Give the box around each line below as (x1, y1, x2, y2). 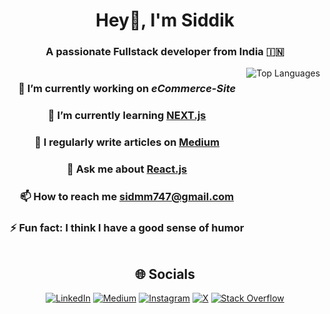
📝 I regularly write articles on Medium (34, 135, 220, 149)
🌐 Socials (134, 265, 196, 283)
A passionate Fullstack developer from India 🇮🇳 (45, 45, 285, 59)
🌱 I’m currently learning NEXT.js (47, 109, 207, 123)
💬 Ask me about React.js (66, 162, 188, 176)
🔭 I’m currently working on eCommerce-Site (18, 82, 237, 96)
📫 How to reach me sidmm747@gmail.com (20, 190, 235, 204)
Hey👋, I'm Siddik (95, 9, 235, 32)
